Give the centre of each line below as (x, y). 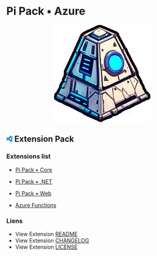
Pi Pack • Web (33, 193)
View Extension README (46, 234)
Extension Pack (44, 139)
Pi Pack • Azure (46, 11)
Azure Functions (36, 205)
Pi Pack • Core (34, 170)
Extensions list (29, 156)
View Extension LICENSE (46, 247)
